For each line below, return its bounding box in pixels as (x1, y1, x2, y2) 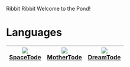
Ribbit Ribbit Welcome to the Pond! (6, 5, 91, 12)
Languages (6, 26, 62, 39)
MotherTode (47, 53, 83, 61)
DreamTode (87, 53, 121, 61)
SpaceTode (9, 53, 41, 61)
